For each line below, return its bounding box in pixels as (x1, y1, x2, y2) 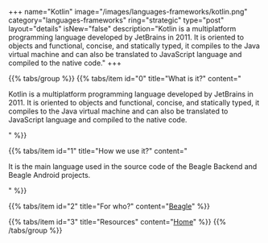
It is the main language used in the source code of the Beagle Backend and (8, 162, 258, 171)
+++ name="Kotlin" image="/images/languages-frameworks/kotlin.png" (8, 7, 248, 16)
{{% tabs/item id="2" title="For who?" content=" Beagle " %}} (8, 201, 211, 211)
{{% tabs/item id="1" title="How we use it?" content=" (8, 146, 188, 155)
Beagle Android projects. (8, 171, 91, 179)
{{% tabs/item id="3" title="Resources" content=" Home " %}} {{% (8, 217, 227, 226)
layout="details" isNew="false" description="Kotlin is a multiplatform (8, 24, 237, 33)
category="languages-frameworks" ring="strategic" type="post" (8, 15, 225, 25)
